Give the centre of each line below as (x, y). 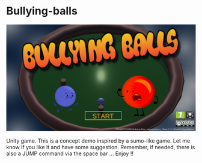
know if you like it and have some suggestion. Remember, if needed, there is (101, 147)
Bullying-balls (42, 11)
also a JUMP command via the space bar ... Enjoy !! (70, 153)
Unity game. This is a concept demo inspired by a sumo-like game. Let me (98, 141)
